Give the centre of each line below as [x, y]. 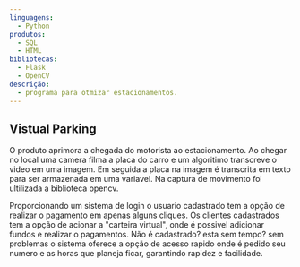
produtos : [28, 34]
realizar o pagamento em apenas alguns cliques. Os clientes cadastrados [144, 215]
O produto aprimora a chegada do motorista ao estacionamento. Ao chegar [148, 151]
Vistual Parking [53, 129]
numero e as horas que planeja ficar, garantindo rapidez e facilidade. [136, 254]
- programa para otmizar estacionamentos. [98, 92]
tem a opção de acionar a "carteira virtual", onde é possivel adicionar [137, 225]
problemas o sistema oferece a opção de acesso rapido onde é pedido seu [148, 244]
